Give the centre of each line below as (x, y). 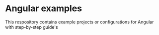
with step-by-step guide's (32, 27)
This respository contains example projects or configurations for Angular (79, 22)
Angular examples (44, 9)
